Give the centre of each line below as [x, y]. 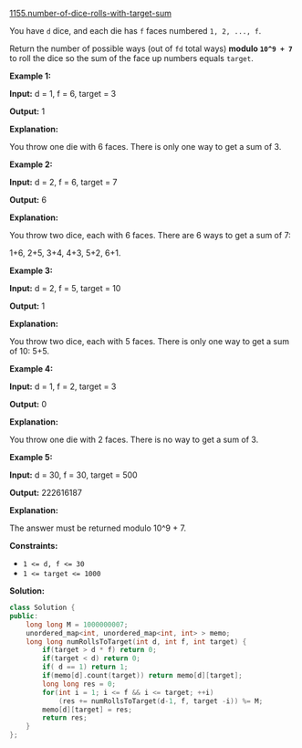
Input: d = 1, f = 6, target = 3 [63, 94]
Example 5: [31, 457]
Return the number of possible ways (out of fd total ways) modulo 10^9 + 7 [151, 48]
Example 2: [31, 164]
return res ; [65, 718]
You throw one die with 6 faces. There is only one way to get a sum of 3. [146, 147]
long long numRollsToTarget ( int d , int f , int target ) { [136, 642]
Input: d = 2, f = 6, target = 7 [63, 182]
